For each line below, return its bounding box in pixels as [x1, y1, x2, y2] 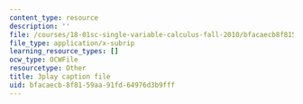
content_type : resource [9, 13, 99, 23]
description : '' [9, 22, 70, 31]
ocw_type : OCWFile [9, 55, 78, 64]
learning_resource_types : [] [9, 47, 119, 56]
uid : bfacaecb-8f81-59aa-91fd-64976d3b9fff [9, 80, 176, 90]
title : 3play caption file [9, 72, 111, 81]
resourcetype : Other [9, 64, 87, 73]
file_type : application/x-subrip [9, 38, 135, 48]
